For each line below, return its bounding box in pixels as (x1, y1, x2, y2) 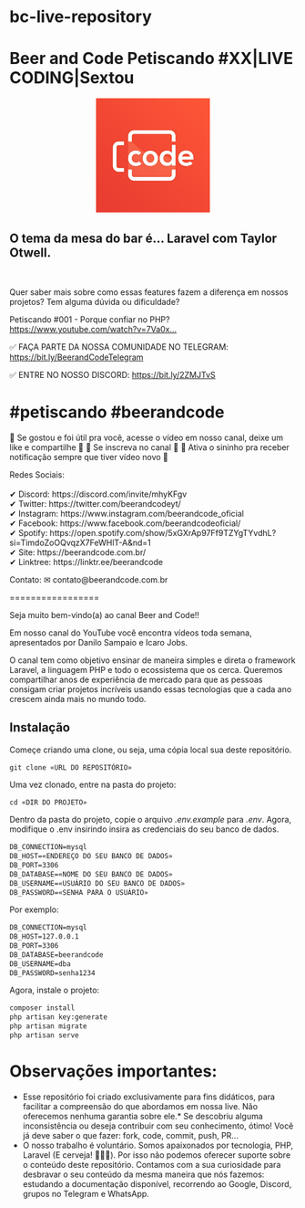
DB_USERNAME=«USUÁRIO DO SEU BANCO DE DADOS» (9, 878, 185, 888)
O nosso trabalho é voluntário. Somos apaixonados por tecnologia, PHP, (22, 1140, 294, 1150)
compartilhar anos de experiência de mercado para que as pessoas (9, 674, 263, 685)
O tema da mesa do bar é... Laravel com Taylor (9, 230, 278, 246)
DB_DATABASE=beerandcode (9, 950, 104, 960)
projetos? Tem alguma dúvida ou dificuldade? (9, 296, 180, 307)
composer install (9, 1003, 76, 1013)
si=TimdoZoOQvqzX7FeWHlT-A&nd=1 (9, 537, 152, 548)
